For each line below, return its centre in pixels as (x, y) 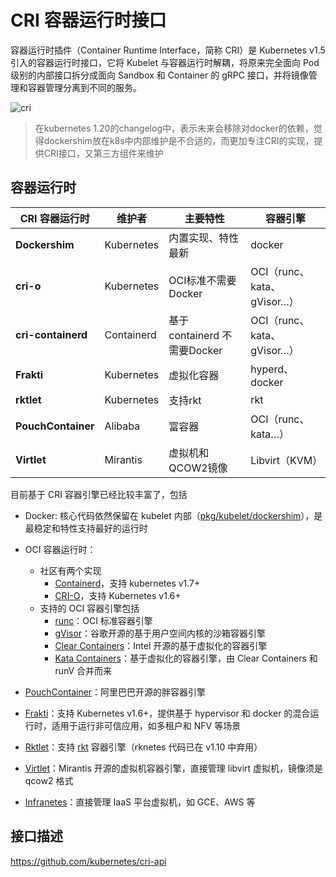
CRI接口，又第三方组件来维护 (103, 153)
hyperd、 (272, 369)
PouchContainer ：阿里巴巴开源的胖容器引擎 (115, 692)
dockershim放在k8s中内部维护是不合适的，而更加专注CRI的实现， (179, 140)
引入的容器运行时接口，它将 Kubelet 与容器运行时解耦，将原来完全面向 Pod (165, 62)
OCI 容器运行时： (60, 549)
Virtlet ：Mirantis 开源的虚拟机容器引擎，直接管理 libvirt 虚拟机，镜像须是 (174, 768)
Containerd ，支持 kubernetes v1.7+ (127, 583)
